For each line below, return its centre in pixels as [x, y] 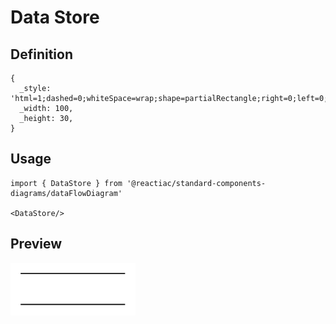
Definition [41, 54]
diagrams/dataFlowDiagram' [66, 193]
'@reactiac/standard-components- [196, 183]
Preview [36, 244]
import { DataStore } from [66, 183]
